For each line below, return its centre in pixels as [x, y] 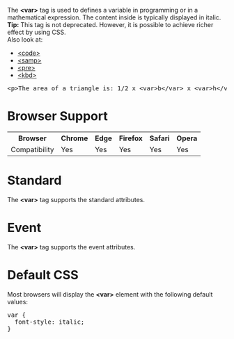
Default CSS [43, 275]
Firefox [131, 138]
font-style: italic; [49, 322]
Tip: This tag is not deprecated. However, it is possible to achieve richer [110, 25]
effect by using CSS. [37, 32]
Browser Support [57, 116]
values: [17, 301]
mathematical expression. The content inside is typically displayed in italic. [114, 17]
